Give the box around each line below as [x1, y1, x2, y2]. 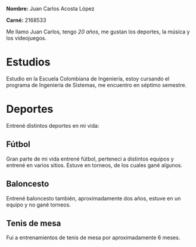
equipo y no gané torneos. [6, 201, 71, 208]
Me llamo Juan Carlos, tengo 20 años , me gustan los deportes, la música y [6, 28, 190, 35]
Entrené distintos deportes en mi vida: [6, 122, 99, 129]
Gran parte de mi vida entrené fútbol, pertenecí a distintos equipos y [6, 155, 174, 162]
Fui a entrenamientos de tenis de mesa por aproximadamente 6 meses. [6, 234, 181, 241]
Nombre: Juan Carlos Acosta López [6, 5, 95, 12]
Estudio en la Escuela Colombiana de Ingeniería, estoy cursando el [6, 75, 170, 82]
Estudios [6, 55, 51, 69]
